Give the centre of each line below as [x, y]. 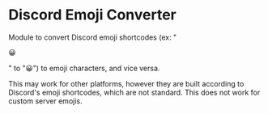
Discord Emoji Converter [92, 15]
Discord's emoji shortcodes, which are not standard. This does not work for [134, 92]
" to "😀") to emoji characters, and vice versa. [84, 68]
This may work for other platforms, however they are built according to [126, 83]
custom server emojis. [45, 101]
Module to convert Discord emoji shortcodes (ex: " [93, 37]
